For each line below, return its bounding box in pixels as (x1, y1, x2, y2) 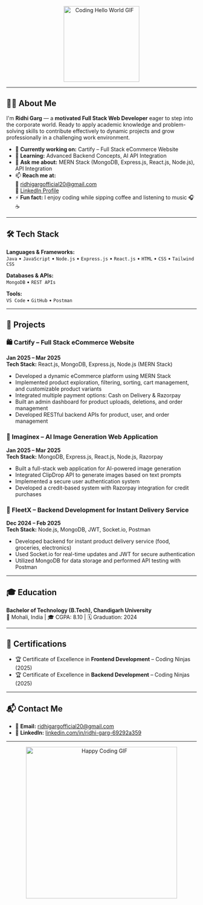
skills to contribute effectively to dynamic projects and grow (25, 127, 175, 135)
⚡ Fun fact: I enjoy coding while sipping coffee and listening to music (14, 193, 187, 201)
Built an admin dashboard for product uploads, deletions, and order (14, 398, 183, 406)
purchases (14, 490, 42, 497)
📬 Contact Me (6, 704, 63, 714)
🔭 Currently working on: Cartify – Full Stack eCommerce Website (14, 146, 179, 153)
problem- (163, 121, 186, 128)
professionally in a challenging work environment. (6, 133, 130, 141)
